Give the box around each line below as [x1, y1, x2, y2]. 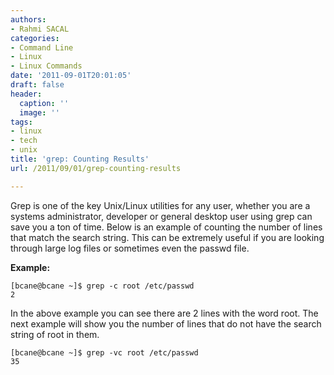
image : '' [19, 107, 60, 118]
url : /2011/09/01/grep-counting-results [10, 163, 182, 173]
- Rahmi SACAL [10, 24, 70, 34]
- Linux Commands [10, 61, 83, 71]
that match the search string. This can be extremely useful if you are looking [10, 231, 325, 243]
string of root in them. [10, 328, 100, 340]
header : [10, 89, 43, 99]
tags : [10, 117, 33, 127]
